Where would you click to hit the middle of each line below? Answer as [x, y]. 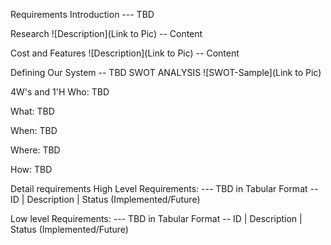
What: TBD [32, 111]
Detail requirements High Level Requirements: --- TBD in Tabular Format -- [164, 188]
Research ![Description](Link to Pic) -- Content [106, 33]
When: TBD [34, 130]
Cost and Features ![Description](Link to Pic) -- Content [125, 53]
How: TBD [31, 169]
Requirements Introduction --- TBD [82, 14]
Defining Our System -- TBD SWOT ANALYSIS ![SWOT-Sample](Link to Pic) [166, 72]
